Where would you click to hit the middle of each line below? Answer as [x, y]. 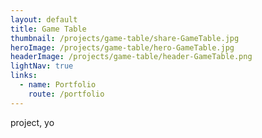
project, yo [32, 122]
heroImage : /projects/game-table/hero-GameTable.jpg [122, 47]
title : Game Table [48, 29]
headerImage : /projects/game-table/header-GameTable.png [131, 57]
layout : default [44, 19]
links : [24, 76]
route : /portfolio [66, 94]
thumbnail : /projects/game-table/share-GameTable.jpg [125, 38]
